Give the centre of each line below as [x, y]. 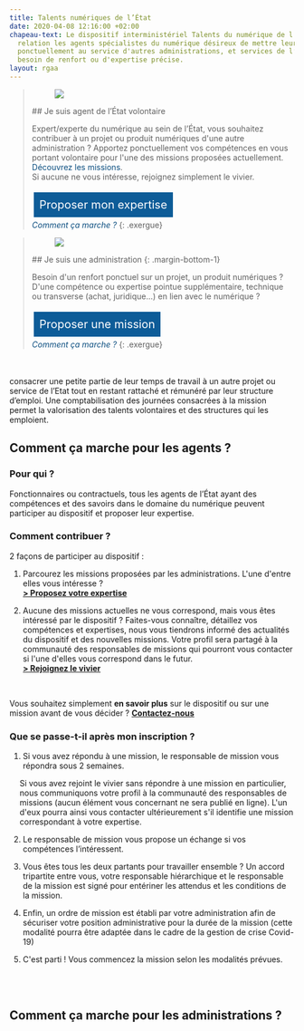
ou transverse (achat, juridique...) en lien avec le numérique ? [146, 296]
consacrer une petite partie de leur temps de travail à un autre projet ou [142, 381]
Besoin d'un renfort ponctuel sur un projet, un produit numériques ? [157, 276]
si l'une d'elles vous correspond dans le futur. [107, 659]
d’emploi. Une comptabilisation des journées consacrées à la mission [138, 400]
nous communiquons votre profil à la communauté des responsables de [153, 793]
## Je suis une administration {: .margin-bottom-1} [126, 259]
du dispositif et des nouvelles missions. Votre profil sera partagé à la [150, 639]
